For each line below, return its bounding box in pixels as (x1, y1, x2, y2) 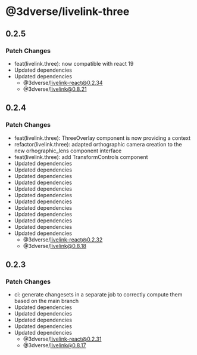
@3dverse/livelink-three (5, 5, 130, 19)
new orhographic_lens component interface (14, 147, 122, 154)
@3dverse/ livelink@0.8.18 (23, 242, 87, 249)
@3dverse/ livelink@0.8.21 (23, 85, 87, 93)
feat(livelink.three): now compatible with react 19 (14, 60, 134, 67)
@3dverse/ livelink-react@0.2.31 (23, 335, 102, 342)
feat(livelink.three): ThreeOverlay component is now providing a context (14, 134, 191, 142)
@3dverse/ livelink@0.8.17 (23, 342, 86, 349)
